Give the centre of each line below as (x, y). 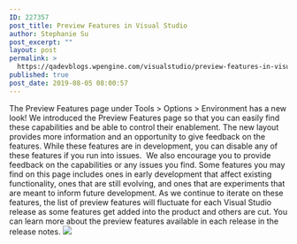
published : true (39, 75)
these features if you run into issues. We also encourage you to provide (140, 155)
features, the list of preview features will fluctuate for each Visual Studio (141, 202)
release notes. (35, 232)
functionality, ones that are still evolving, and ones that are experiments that (147, 183)
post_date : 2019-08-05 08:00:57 (69, 83)
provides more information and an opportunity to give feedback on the (137, 136)
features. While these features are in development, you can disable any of (144, 146)
